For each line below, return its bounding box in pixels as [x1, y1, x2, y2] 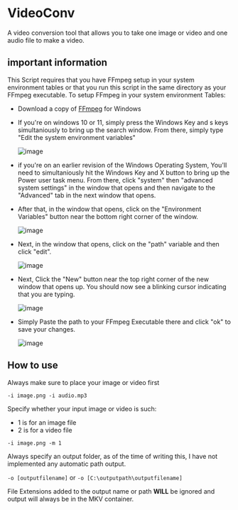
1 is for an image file [17, 418, 77, 427]
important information [7, 57, 108, 69]
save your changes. [17, 325, 76, 333]
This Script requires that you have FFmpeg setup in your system [7, 75, 195, 84]
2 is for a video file [17, 425, 72, 434]
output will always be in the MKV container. [7, 494, 134, 503]
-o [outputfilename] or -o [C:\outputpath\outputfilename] [7, 473, 183, 482]
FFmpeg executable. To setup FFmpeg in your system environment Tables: [7, 90, 226, 99]
